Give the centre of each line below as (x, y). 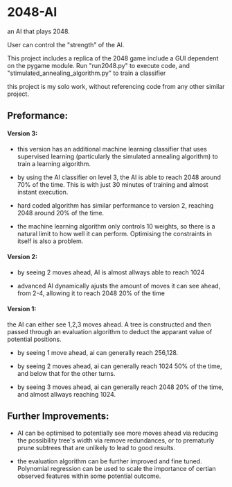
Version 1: (22, 309)
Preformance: (37, 116)
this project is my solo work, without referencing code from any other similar (116, 86)
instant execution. (43, 192)
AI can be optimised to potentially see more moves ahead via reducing (117, 433)
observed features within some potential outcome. (89, 476)
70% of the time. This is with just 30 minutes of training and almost (113, 184)
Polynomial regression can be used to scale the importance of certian (116, 468)
